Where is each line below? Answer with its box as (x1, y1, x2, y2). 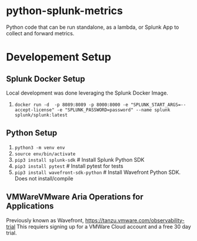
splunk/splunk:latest (14, 112, 68, 118)
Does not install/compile (14, 175, 74, 182)
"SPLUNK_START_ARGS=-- (130, 102, 186, 108)
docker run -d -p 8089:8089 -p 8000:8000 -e (14, 102, 128, 108)
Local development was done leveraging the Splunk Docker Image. (6, 89, 169, 96)
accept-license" (14, 107, 55, 113)
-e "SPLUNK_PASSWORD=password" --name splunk (56, 107, 171, 113)
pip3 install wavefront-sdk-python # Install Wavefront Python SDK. (14, 169, 181, 176)
